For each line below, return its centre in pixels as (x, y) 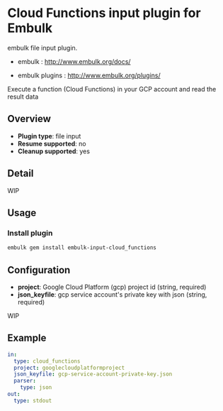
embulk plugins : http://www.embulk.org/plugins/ (89, 75)
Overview (29, 119)
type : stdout (33, 400)
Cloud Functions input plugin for (104, 13)
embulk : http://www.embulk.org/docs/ (74, 61)
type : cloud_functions (47, 361)
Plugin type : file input (49, 136)
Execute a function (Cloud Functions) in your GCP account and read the (112, 89)
